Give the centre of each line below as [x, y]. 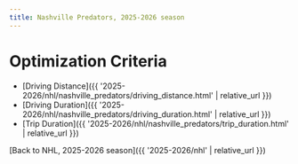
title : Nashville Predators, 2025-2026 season [97, 17]
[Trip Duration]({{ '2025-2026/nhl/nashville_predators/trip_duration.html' [155, 123]
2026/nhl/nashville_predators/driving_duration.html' [117, 114]
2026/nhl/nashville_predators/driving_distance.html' [117, 95]
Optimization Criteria [88, 61]
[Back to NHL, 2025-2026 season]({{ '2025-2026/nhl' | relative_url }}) [138, 150]
